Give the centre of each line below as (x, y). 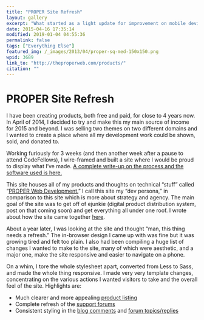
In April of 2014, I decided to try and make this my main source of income (98, 122)
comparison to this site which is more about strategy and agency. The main (100, 197)
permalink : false (28, 40)
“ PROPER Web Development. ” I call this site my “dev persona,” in (87, 191)
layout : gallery (27, 18)
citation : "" (23, 69)
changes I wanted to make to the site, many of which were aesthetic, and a (100, 248)
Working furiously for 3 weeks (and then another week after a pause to (95, 154)
